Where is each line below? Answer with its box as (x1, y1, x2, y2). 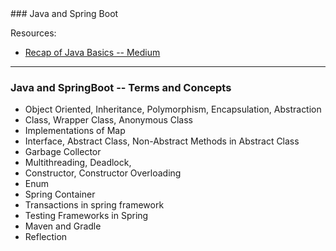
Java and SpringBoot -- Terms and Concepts (10, 80, 232, 94)
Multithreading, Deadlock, (24, 157, 132, 169)
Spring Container (24, 188, 96, 201)
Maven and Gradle (24, 220, 102, 232)
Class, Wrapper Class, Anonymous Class (24, 114, 193, 126)
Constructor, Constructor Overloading (24, 167, 182, 179)
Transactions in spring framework (24, 199, 165, 211)
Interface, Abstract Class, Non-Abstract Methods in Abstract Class (24, 135, 300, 147)
